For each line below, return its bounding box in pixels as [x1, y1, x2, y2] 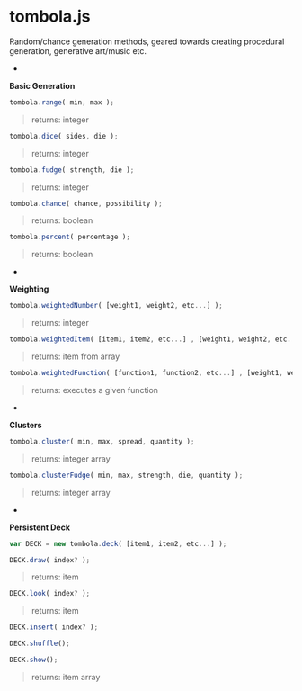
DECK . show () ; [9, 655, 58, 665]
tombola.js [9, 6, 91, 27]
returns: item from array [31, 351, 120, 362]
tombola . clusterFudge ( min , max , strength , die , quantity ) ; [9, 471, 244, 480]
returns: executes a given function [31, 384, 159, 395]
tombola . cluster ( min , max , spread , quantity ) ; [9, 436, 195, 446]
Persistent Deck [9, 522, 70, 533]
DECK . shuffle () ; [9, 639, 70, 649]
